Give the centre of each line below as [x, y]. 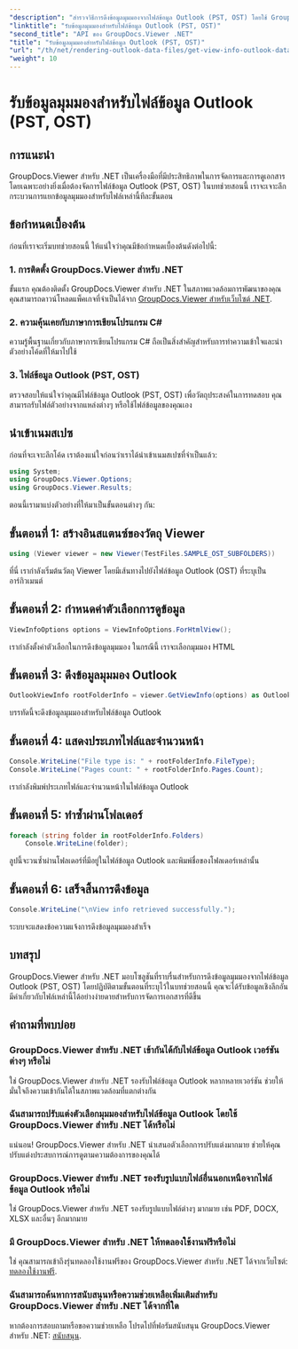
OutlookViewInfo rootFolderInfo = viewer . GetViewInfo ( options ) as [134, 695]
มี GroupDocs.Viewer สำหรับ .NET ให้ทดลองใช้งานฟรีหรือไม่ [122, 1242]
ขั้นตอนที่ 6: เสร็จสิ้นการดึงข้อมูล [79, 889]
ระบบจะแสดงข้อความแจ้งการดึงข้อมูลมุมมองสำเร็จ [80, 927]
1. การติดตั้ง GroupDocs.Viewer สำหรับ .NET [96, 269]
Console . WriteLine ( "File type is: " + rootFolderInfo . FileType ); [132, 762]
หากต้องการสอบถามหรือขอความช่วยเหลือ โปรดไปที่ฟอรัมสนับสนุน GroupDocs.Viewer [140, 1325]
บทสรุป [25, 955]
